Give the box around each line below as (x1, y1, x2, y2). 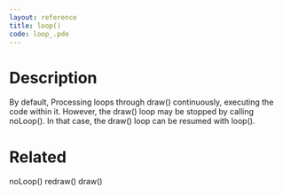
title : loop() (9, 21, 62, 30)
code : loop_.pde (9, 29, 69, 38)
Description (9, 67, 98, 88)
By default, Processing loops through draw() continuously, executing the (9, 97, 274, 107)
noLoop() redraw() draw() (9, 176, 103, 187)
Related (9, 147, 67, 167)
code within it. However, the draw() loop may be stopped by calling (9, 106, 255, 117)
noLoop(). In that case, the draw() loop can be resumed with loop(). (9, 116, 255, 127)
